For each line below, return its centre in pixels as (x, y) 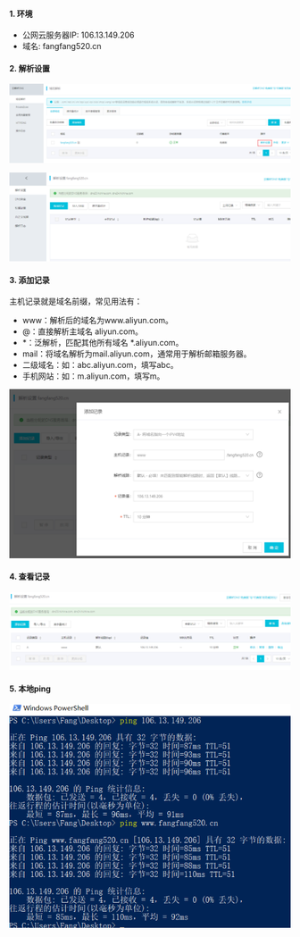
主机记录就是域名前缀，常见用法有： (76, 301)
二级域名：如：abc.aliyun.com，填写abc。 (100, 365)
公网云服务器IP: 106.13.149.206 (79, 35)
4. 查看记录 (30, 577)
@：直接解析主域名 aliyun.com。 (83, 331)
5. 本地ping (30, 689)
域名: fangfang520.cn (62, 46)
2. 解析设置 (30, 68)
